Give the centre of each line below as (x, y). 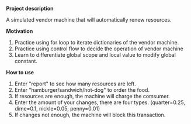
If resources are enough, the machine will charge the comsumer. (92, 96)
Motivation (20, 31)
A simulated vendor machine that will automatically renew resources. (89, 20)
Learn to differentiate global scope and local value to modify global (95, 55)
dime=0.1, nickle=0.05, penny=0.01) (57, 108)
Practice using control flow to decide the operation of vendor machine (99, 49)
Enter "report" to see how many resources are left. (75, 84)
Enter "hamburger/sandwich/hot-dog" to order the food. (82, 90)
